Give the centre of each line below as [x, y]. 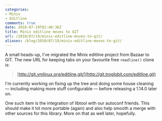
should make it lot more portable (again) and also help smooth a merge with [80, 108]
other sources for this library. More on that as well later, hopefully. [71, 113]
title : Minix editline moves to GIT [42, 32]
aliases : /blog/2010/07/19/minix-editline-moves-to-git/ [64, 41]
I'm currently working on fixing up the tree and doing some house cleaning [79, 83]
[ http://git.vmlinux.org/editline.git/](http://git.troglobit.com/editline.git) [86, 74]
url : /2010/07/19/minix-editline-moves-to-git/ [54, 37]
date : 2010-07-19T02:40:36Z [33, 27]
